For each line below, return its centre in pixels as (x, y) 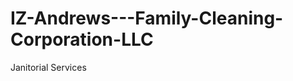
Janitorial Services (48, 67)
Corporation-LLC (82, 39)
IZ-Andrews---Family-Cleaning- (147, 18)
